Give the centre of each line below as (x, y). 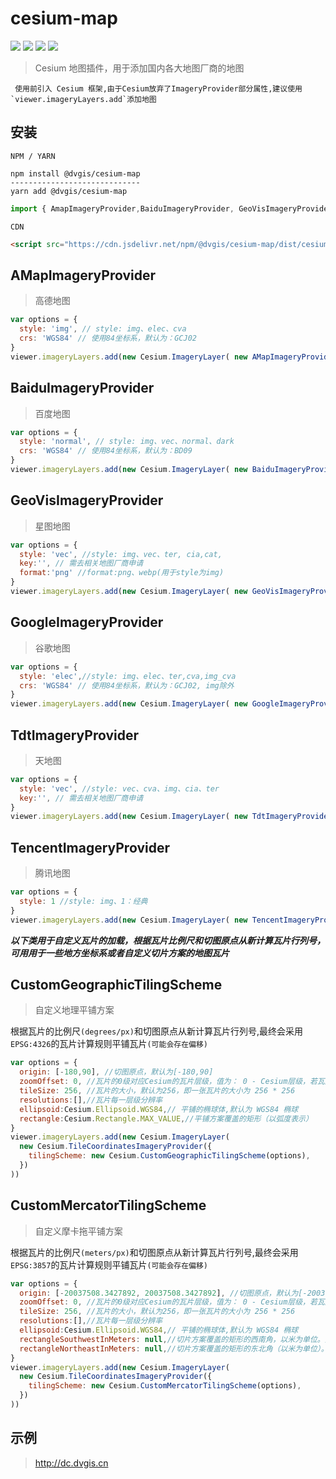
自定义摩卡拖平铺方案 (78, 1231)
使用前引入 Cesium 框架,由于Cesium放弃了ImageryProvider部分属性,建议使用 (158, 88)
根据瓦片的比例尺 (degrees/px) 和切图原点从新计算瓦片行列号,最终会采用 (156, 1031)
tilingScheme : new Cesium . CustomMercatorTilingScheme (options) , (165, 1386)
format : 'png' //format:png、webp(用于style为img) (122, 573)
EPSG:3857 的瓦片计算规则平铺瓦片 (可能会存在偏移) (109, 1264)
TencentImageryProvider (90, 847)
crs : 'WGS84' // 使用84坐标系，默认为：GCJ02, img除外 (127, 685)
